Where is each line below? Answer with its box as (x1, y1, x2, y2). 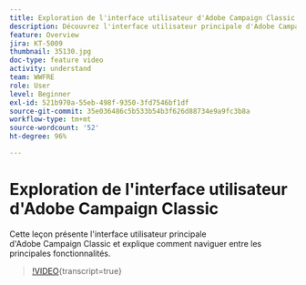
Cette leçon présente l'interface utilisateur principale (9, 229, 207, 239)
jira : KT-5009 (9, 38, 64, 48)
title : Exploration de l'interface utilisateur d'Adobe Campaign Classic (9, 13, 296, 23)
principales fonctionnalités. (9, 248, 111, 259)
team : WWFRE (9, 73, 55, 82)
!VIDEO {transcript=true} (31, 265, 123, 276)
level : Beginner (9, 89, 71, 98)
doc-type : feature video (9, 56, 104, 65)
